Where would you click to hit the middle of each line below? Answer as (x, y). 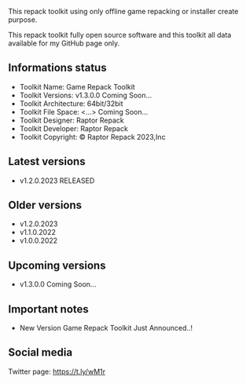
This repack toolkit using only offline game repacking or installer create (123, 11)
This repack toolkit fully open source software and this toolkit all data (120, 35)
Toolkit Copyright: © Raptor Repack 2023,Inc (93, 137)
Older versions (45, 205)
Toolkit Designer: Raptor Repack (72, 120)
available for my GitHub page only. (64, 43)
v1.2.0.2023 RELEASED (57, 181)
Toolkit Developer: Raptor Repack (73, 128)
